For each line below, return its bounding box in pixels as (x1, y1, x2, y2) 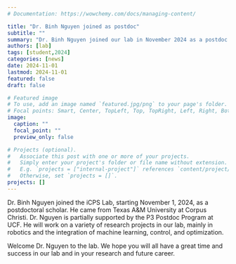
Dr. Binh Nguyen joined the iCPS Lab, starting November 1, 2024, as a (7, 198, 209, 206)
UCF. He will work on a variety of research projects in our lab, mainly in (7, 220, 213, 229)
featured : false (7, 75, 55, 82)
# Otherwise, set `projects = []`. (7, 173, 118, 180)
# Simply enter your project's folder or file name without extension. (7, 159, 228, 166)
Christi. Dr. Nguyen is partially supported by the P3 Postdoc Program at (7, 213, 214, 221)
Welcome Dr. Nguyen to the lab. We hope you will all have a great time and (7, 242, 223, 250)
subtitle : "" (7, 29, 46, 37)
